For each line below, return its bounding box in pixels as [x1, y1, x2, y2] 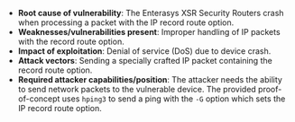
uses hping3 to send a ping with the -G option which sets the [61, 93, 286, 104]
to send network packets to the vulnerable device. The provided [17, 84, 257, 94]
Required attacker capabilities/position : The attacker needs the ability [17, 74, 282, 84]
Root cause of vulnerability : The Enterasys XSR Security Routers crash [17, 8, 284, 18]
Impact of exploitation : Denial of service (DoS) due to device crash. [17, 46, 272, 57]
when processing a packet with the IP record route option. [17, 17, 235, 28]
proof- [258, 84, 282, 94]
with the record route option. [17, 36, 124, 47]
